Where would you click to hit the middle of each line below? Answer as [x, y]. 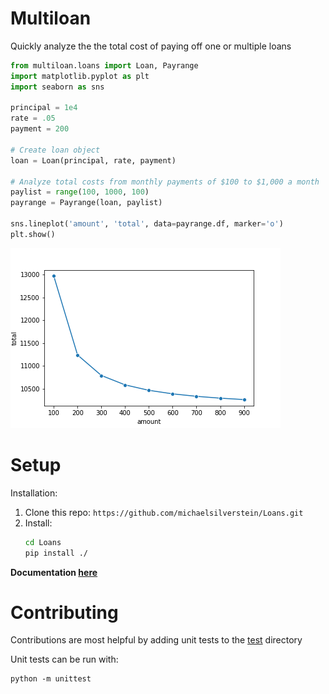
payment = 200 [40, 129]
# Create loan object [55, 150]
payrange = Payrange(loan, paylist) [86, 203]
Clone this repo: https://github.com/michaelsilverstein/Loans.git [164, 512]
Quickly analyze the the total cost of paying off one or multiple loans [151, 46]
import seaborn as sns [57, 87]
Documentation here [54, 572]
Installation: [34, 493]
